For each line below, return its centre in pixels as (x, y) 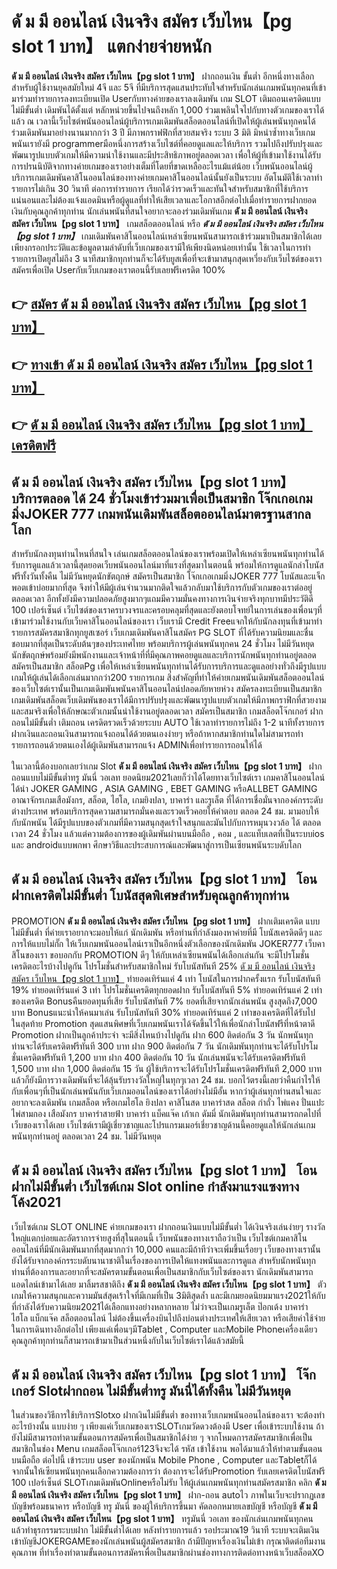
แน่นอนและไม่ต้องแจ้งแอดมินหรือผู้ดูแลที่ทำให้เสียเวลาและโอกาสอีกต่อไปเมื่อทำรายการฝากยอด (164, 199)
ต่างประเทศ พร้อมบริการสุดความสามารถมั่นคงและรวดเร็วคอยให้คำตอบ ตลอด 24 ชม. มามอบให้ (165, 811)
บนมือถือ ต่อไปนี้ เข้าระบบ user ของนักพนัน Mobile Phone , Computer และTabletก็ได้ (164, 1460)
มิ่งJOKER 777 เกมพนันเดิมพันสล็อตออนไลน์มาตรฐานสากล (161, 513)
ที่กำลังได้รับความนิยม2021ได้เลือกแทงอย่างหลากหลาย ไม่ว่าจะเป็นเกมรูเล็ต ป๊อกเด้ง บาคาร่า (160, 1306)
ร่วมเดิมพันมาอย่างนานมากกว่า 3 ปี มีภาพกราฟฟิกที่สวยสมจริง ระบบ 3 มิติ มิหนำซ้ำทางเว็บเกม (163, 132)
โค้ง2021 (36, 1202)
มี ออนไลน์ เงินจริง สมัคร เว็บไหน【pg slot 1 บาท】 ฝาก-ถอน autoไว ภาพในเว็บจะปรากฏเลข (168, 1495)
